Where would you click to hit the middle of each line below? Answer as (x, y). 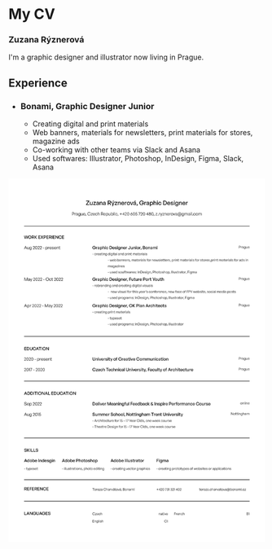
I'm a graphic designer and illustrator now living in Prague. (106, 57)
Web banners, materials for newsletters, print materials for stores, (143, 133)
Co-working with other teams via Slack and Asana (116, 150)
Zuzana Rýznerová (46, 40)
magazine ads (56, 141)
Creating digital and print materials (90, 124)
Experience (38, 83)
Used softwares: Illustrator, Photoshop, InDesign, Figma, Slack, (138, 159)
